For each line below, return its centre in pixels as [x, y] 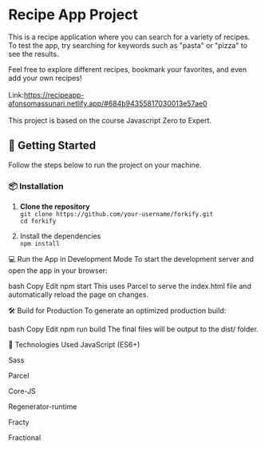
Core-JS [22, 391]
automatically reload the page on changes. [79, 295]
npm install [40, 244]
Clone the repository [55, 206]
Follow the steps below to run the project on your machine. [105, 165]
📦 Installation [36, 186]
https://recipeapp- [54, 94]
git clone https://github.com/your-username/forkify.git [117, 214]
